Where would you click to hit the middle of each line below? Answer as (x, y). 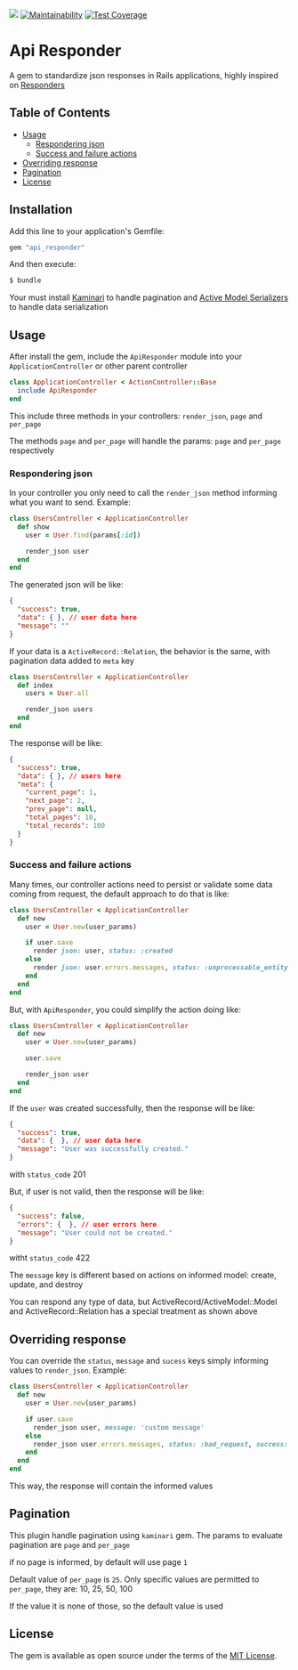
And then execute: (43, 264)
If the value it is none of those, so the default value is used (117, 1606)
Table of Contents (60, 113)
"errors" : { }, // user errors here (87, 1224)
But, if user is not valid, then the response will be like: (107, 1192)
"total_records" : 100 (65, 825)
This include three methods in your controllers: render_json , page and (136, 416)
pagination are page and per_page (70, 1544)
